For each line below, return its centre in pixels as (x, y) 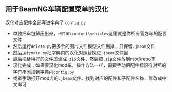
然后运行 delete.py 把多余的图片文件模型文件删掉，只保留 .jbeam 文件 (84, 46)
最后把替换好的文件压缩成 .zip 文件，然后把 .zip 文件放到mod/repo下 (84, 59)
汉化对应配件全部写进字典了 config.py (46, 22)
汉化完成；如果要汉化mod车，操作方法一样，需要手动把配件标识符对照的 (90, 65)
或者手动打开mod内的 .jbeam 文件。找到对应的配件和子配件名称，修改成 (87, 78)
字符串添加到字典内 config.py (43, 72)
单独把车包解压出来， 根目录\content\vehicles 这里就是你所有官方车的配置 (90, 33)
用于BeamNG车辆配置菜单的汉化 (57, 9)
